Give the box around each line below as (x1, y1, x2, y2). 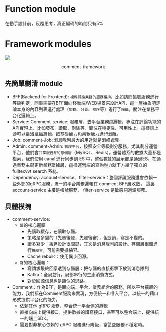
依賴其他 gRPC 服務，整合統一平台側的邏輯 (19, 303, 108, 309)
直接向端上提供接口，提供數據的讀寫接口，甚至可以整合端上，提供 (19, 309, 155, 315)
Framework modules (5, 38, 92, 50)
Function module (5, 3, 76, 15)
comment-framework (61, 64, 105, 70)
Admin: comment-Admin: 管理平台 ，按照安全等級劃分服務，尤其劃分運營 (12, 143, 158, 149)
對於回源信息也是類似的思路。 (27, 278, 88, 284)
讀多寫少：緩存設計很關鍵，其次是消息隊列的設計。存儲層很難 (27, 241, 154, 247)
